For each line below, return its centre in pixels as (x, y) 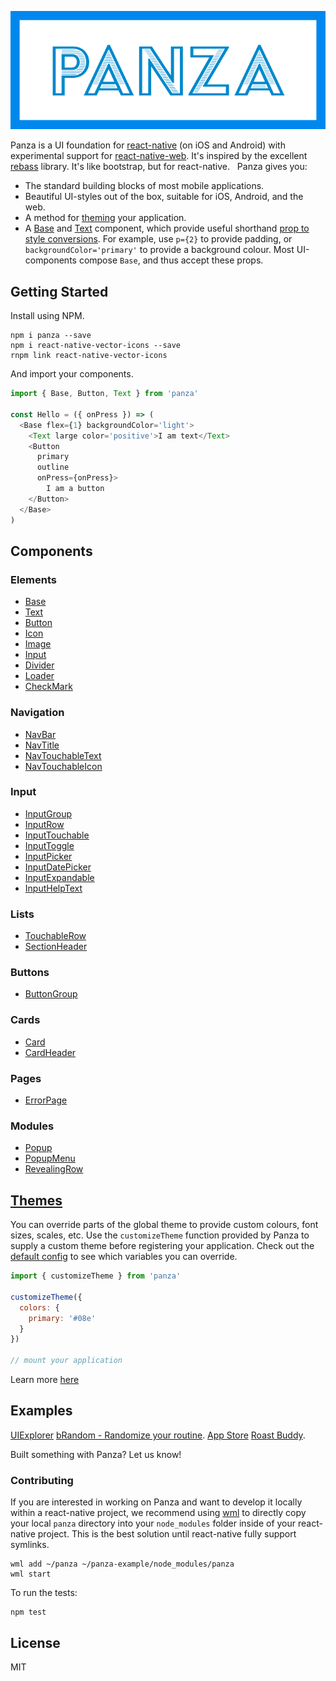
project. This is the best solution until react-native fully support (167, 1534)
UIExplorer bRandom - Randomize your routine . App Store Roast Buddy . (158, 1435)
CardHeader (50, 1052)
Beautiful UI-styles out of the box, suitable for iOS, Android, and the (164, 197)
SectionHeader (56, 947)
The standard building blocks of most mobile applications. (144, 186)
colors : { (39, 1307)
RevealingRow (54, 1169)
